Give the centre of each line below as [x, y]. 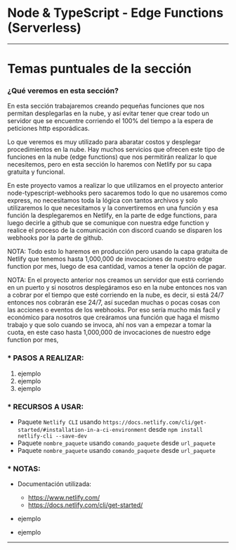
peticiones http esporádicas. [48, 129]
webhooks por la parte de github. [55, 238]
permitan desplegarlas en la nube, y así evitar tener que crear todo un [108, 113]
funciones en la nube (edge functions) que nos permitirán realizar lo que [112, 157]
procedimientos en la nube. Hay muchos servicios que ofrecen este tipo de [116, 150]
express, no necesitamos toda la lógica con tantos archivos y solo [103, 200]
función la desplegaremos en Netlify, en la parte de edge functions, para [112, 215]
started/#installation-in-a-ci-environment [82, 430]
